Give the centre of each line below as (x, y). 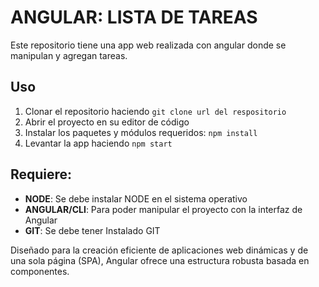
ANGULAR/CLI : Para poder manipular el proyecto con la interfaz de (163, 209)
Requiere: (41, 174)
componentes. (40, 271)
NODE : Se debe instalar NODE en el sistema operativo (136, 198)
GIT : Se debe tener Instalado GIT (92, 230)
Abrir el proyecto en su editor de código (107, 122)
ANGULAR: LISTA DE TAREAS (134, 17)
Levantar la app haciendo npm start (98, 143)
